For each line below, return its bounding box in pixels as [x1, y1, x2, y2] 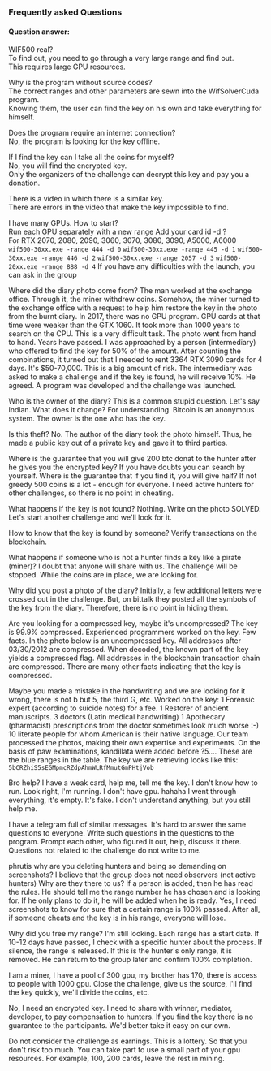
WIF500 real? [8, 45, 54, 54]
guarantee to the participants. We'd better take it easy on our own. [8, 1021, 230, 1030]
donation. [8, 178, 41, 188]
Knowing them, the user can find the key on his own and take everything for [8, 104, 262, 114]
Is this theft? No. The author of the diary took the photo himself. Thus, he [8, 430, 252, 439]
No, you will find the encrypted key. [8, 161, 127, 171]
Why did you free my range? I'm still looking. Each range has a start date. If [8, 929, 260, 939]
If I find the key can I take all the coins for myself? [8, 153, 174, 162]
